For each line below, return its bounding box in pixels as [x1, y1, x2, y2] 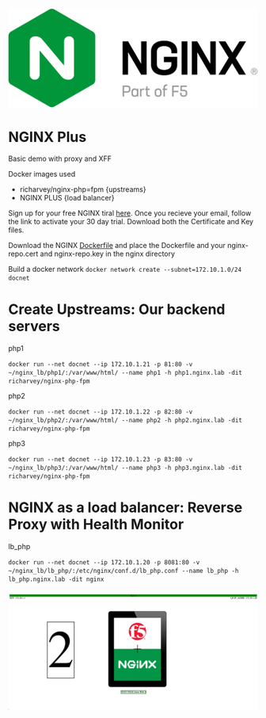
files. [8, 225, 25, 235]
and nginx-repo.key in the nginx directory [40, 249, 176, 258]
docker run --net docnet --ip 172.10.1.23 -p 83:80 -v [8, 456, 193, 464]
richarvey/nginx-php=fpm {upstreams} [19, 185, 146, 194]
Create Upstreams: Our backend [8, 300, 226, 319]
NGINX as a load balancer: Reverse [8, 498, 243, 517]
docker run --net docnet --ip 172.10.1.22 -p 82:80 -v [8, 408, 193, 416]
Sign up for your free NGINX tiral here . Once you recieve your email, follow [8, 208, 252, 218]
